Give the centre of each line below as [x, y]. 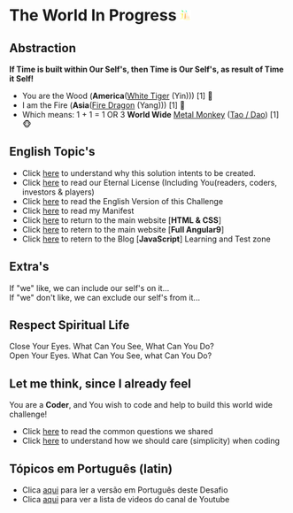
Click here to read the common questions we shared [117, 432]
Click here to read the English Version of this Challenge [123, 201]
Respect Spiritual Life [69, 325]
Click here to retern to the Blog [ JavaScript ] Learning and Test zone [146, 239]
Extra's [29, 267]
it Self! [21, 79]
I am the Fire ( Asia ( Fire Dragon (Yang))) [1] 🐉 [104, 105]
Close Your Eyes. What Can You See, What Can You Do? [112, 347]
